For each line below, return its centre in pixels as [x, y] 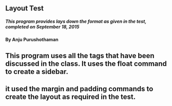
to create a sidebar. [37, 72]
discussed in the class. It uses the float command [86, 63]
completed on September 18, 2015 [42, 26]
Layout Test [24, 8]
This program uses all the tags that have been [80, 56]
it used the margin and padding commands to [79, 89]
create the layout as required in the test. [71, 97]
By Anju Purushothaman [32, 40]
